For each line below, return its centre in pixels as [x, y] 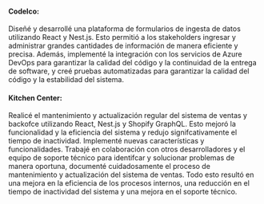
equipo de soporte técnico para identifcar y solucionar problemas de [122, 158]
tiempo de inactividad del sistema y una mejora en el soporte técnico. [123, 192]
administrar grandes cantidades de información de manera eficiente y [123, 46]
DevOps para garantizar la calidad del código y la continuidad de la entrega [133, 63]
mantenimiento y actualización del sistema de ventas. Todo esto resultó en [131, 175]
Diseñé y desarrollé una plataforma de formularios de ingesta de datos [125, 29]
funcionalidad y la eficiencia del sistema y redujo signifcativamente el [123, 132]
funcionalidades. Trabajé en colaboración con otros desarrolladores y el [127, 149]
